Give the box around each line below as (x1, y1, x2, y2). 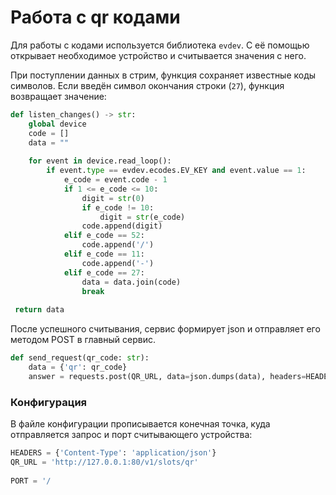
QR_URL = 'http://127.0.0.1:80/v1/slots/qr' (10, 457, 199, 467)
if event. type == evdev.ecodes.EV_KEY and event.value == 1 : (46, 166, 307, 176)
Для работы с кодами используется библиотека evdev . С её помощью (10, 39, 310, 51)
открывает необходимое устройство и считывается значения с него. (10, 49, 307, 61)
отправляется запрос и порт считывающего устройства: (10, 429, 253, 441)
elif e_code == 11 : (63, 249, 145, 260)
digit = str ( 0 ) (81, 193, 145, 203)
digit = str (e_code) (99, 212, 186, 222)
